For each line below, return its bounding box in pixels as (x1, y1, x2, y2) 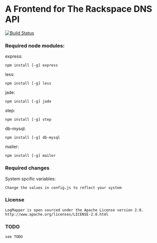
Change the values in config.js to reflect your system (5, 185, 122, 190)
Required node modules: (5, 42, 65, 49)
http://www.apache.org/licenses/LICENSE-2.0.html (5, 212, 109, 217)
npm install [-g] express (5, 63, 58, 68)
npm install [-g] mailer (5, 153, 56, 158)
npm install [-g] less (5, 81, 52, 86)
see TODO (5, 234, 23, 240)
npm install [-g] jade (5, 99, 52, 104)
